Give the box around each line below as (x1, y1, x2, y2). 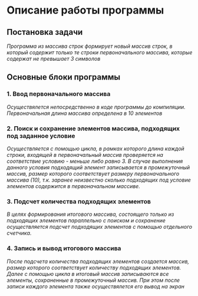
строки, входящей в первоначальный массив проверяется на (6, 151, 164, 158)
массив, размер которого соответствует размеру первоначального (6, 170, 180, 177)
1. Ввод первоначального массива (6, 90, 111, 98)
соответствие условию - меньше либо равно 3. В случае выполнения (6, 157, 183, 165)
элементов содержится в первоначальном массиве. (6, 182, 140, 189)
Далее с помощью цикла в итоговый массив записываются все (6, 270, 169, 277)
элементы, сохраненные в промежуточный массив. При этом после (6, 277, 180, 284)
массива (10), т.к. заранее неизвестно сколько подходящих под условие (6, 176, 191, 183)
